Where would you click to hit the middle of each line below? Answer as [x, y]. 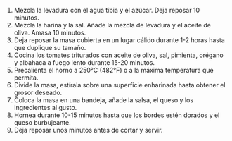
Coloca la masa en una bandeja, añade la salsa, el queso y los [104, 100]
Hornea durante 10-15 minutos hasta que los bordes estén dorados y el [117, 115]
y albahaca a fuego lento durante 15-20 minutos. [84, 62]
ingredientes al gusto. [45, 108]
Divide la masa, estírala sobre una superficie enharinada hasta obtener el [120, 85]
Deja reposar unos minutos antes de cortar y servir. [88, 130]
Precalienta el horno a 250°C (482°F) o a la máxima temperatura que [114, 70]
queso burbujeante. [43, 122]
